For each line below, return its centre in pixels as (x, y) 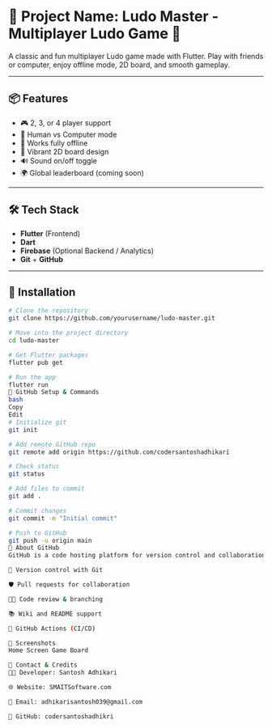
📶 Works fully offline (54, 143)
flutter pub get (36, 362)
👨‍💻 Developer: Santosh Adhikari (63, 673)
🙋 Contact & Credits (43, 665)
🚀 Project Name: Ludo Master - (114, 17)
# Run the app (32, 377)
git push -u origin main (50, 540)
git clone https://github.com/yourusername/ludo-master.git (112, 319)
